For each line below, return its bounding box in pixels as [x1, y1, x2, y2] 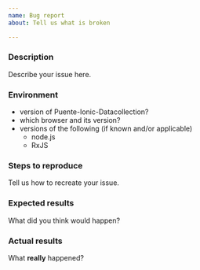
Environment [8, 89, 59, 100]
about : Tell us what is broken [8, 19, 111, 27]
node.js [31, 132, 56, 142]
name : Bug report [8, 11, 65, 20]
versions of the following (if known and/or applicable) [19, 124, 193, 134]
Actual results [8, 235, 63, 246]
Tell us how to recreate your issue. [8, 178, 120, 187]
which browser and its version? [19, 116, 121, 125]
